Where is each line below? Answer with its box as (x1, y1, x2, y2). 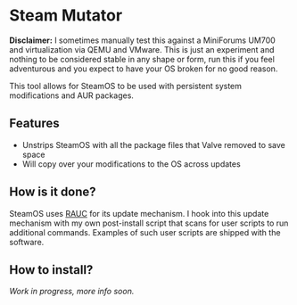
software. (9, 236, 45, 247)
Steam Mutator (9, 5, 123, 26)
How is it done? (9, 185, 96, 200)
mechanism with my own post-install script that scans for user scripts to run (9, 218, 289, 228)
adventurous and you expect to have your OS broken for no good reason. (9, 63, 278, 74)
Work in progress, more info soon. (9, 286, 135, 297)
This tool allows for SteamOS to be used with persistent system (9, 80, 243, 91)
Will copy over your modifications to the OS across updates (21, 158, 241, 169)
